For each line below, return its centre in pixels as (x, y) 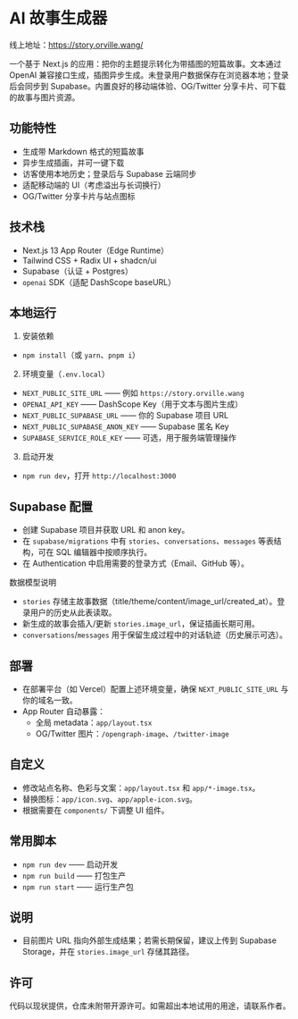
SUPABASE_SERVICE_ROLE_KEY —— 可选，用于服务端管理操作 (129, 438)
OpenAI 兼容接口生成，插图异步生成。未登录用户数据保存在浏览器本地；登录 (149, 75)
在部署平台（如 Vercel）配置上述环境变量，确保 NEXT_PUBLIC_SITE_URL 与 (155, 689)
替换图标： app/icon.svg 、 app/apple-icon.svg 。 (110, 799)
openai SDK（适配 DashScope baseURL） (99, 282)
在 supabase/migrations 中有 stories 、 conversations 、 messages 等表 (148, 541)
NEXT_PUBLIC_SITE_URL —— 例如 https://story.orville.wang (133, 393)
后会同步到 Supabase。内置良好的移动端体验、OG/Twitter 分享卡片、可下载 (148, 86)
